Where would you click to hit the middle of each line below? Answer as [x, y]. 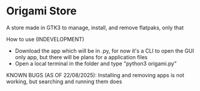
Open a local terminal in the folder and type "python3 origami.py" [96, 63]
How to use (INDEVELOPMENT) [45, 39]
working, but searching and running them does [64, 81]
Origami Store [41, 11]
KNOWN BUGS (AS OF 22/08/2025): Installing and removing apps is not [95, 75]
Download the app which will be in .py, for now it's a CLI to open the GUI [104, 51]
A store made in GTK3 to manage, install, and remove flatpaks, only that [95, 28]
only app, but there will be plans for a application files [81, 57]
